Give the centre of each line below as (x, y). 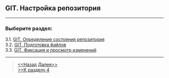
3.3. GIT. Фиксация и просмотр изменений (51, 50)
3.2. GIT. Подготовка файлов (36, 45)
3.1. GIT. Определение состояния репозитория (55, 39)
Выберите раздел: (29, 28)
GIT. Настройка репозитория (53, 8)
